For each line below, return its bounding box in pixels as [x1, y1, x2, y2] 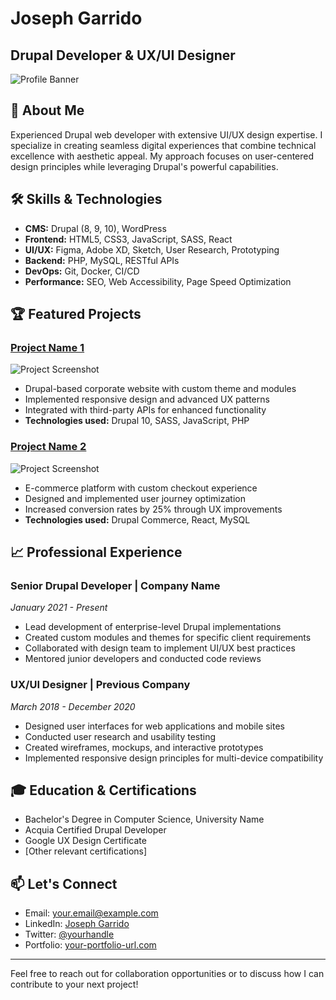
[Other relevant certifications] [24, 845, 148, 857]
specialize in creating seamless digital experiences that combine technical [10, 139, 317, 151]
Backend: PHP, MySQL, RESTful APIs [24, 254, 180, 266]
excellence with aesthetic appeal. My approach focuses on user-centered [10, 150, 315, 162]
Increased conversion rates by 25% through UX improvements [24, 503, 283, 515]
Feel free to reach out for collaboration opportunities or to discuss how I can [10, 968, 325, 980]
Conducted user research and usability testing [24, 730, 217, 742]
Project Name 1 [10, 340, 85, 354]
